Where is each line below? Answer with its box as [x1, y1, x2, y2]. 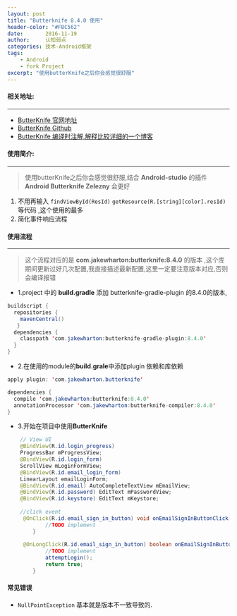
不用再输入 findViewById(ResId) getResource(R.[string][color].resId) [17, 197, 226, 205]
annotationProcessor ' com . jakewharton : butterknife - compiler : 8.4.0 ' [13, 401, 217, 409]
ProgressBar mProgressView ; [20, 449, 102, 457]
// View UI [20, 436, 52, 443]
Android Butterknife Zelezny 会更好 [24, 181, 130, 191]
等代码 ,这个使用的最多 [17, 205, 83, 214]
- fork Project [20, 63, 65, 70]
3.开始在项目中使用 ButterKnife [17, 422, 108, 430]
